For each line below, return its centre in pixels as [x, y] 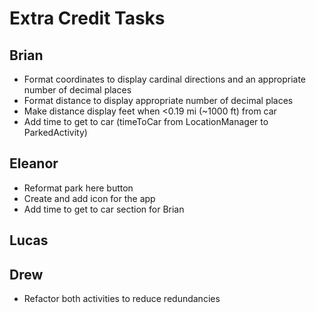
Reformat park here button [78, 188]
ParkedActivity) [55, 132]
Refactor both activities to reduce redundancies [122, 299]
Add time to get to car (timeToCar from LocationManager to [146, 121]
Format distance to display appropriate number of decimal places [158, 100]
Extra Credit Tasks [87, 18]
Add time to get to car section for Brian [104, 209]
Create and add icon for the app [89, 198]
